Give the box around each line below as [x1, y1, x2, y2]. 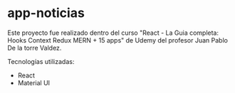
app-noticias [7, 5, 85, 21]
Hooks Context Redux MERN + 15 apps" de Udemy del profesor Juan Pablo [7, 35, 228, 44]
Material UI [17, 78, 51, 87]
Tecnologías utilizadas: [7, 57, 75, 65]
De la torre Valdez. [7, 43, 62, 52]
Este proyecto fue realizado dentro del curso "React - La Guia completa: [7, 28, 219, 37]
